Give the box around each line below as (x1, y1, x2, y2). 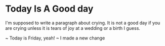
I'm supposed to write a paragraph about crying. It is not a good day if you (5, 20, 160, 26)
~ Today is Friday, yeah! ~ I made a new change (5, 35, 105, 41)
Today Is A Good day (5, 3, 94, 15)
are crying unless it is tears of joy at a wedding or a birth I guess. (5, 25, 141, 31)
